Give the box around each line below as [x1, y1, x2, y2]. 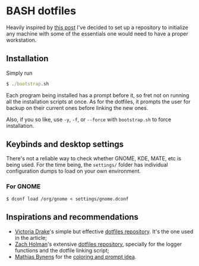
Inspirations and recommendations [6, 212, 138, 222]
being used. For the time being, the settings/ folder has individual [6, 161, 168, 169]
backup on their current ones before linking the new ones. [6, 104, 149, 111]
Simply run [6, 69, 33, 77]
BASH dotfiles [6, 4, 76, 18]
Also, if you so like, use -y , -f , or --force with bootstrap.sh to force [6, 116, 172, 123]
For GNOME [6, 182, 41, 191]
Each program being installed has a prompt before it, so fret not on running [6, 91, 189, 99]
